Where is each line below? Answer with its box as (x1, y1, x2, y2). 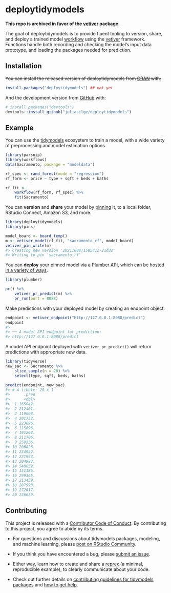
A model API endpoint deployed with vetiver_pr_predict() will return (5, 344, 152, 350)
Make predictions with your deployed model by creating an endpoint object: (5, 305, 165, 311)
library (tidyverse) (5, 359, 47, 364)
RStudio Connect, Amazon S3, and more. (5, 209, 92, 216)
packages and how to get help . (12, 581, 78, 588)
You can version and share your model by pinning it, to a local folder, (5, 204, 152, 210)
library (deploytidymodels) (5, 220, 63, 225)
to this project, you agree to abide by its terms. (5, 525, 104, 531)
